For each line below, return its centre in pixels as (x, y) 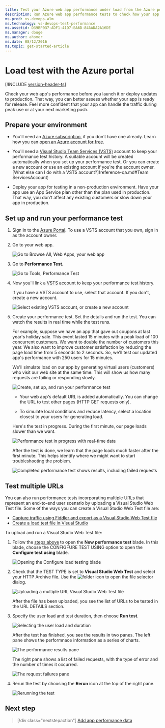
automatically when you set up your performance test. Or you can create (86, 162)
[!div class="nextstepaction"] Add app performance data (75, 720)
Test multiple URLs (34, 486)
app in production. (31, 203)
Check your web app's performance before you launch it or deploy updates (82, 93)
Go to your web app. (33, 245)
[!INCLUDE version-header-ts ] (36, 84)
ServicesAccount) (30, 178)
